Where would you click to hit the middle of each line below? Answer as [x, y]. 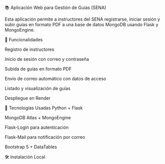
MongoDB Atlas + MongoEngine [38, 117]
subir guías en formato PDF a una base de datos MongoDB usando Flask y [81, 24]
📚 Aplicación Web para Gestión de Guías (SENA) [55, 8]
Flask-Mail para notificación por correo [45, 137]
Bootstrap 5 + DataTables [31, 147]
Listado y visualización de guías [38, 88]
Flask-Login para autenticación [37, 127]
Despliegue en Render [28, 98]
